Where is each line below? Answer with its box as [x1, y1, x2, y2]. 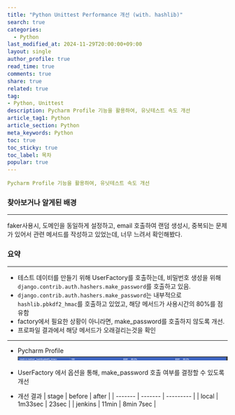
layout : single [7, 48, 52, 55]
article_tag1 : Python [7, 115, 71, 122]
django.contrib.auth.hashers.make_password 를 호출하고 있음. [17, 282, 191, 290]
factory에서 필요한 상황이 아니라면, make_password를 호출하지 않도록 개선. [17, 317, 225, 325]
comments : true [7, 70, 52, 77]
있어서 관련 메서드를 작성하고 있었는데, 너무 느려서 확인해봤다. [14, 230, 183, 239]
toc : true [7, 136, 36, 143]
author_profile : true [7, 56, 71, 63]
